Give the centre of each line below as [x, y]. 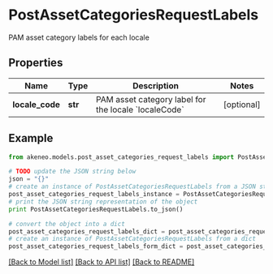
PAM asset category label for [151, 99]
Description [156, 85]
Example [31, 138]
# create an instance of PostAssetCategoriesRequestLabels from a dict [132, 239]
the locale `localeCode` [140, 109]
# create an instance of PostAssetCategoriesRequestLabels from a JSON [132, 187]
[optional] [242, 105]
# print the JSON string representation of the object [103, 201]
